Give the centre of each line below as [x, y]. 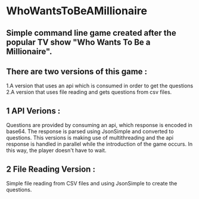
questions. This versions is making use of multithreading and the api [90, 138]
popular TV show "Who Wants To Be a [78, 42]
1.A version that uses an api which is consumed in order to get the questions [100, 86]
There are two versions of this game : [77, 72]
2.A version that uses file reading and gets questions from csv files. [89, 92]
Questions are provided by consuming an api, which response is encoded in [99, 125]
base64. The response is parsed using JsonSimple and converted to [90, 131]
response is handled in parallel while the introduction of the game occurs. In [99, 144]
